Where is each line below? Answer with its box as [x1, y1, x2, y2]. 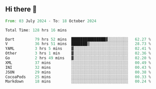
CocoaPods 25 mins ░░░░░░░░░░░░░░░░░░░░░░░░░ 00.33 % [5, 74, 151, 79]
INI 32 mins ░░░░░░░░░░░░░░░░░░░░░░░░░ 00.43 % [5, 65, 151, 70]
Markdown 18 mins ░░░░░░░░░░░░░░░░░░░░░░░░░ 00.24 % [5, 79, 151, 84]
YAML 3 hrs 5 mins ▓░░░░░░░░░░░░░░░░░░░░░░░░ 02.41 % [5, 46, 151, 51]
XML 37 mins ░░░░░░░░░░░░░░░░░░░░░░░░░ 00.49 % [5, 60, 151, 65]
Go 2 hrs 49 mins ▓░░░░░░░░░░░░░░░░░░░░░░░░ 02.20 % [5, 56, 151, 61]
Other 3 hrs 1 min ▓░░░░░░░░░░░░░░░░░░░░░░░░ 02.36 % [5, 51, 151, 56]
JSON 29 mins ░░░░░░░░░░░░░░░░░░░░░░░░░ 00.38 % [5, 69, 151, 75]
